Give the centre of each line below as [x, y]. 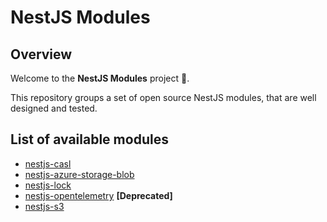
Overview [41, 54]
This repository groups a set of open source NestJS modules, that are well [163, 97]
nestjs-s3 [44, 206]
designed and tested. [54, 108]
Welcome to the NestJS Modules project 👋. [100, 78]
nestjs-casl [48, 163]
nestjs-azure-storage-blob [79, 174]
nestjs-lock [48, 185]
